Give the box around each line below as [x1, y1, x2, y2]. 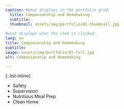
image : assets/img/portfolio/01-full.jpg [5, 50, 95, 55]
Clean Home [12, 99, 39, 105]
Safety [12, 83, 27, 89]
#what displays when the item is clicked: [5, 31, 97, 36]
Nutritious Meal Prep [12, 93, 56, 99]
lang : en [5, 36, 24, 41]
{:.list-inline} [5, 73, 31, 79]
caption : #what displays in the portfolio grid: [5, 7, 110, 13]
